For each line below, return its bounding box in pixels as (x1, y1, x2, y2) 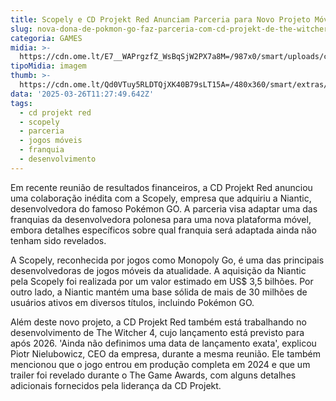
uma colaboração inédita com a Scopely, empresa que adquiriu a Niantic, (10, 192, 312, 204)
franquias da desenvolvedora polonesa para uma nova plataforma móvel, (10, 213, 312, 225)
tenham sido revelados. (10, 234, 107, 246)
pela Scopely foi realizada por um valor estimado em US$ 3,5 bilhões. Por (10, 275, 314, 287)
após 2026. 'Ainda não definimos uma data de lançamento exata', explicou (10, 337, 317, 349)
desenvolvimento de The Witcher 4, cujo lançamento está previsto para (10, 326, 305, 338)
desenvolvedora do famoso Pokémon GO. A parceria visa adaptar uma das (10, 202, 318, 215)
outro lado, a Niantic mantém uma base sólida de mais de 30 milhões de (10, 286, 308, 298)
